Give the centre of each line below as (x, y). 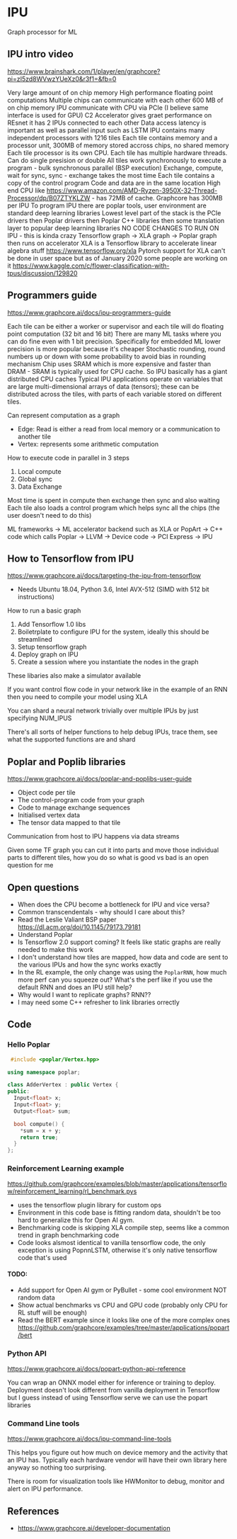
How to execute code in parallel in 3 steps (68, 458)
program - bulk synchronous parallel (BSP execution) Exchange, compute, (116, 168)
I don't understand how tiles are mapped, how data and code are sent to (123, 957)
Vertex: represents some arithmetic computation (88, 444)
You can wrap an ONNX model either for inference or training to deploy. (111, 1382)
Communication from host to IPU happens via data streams (93, 836)
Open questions (43, 887)
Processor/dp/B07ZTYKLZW (49, 198)
